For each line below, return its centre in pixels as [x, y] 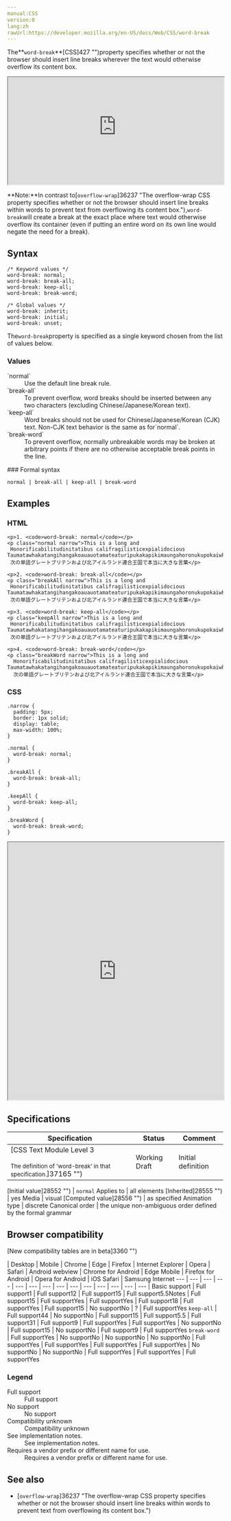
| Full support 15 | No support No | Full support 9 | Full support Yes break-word [113, 1330]
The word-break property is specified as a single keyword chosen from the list [115, 336]
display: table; [36, 724]
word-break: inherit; [38, 311]
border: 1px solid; [41, 718]
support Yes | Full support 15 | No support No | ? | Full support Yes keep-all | [112, 1308]
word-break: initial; [38, 318]
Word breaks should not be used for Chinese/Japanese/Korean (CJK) [122, 420]
